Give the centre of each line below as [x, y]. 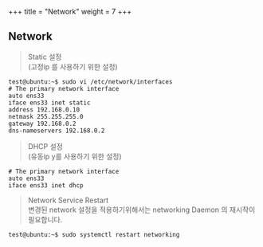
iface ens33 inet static [49, 103]
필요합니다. [45, 219]
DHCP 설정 [45, 146]
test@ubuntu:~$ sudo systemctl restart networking [94, 234]
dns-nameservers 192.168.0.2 [57, 131]
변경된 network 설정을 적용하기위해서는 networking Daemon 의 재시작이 [141, 210]
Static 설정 [45, 57]
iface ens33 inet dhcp [46, 185]
